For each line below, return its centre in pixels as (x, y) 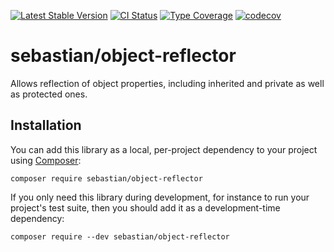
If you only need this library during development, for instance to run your (160, 197)
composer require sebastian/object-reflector (106, 178)
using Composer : (46, 160)
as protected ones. (49, 94)
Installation (46, 125)
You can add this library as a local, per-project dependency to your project (164, 149)
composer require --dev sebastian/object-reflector (120, 236)
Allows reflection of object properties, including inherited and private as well (167, 83)
